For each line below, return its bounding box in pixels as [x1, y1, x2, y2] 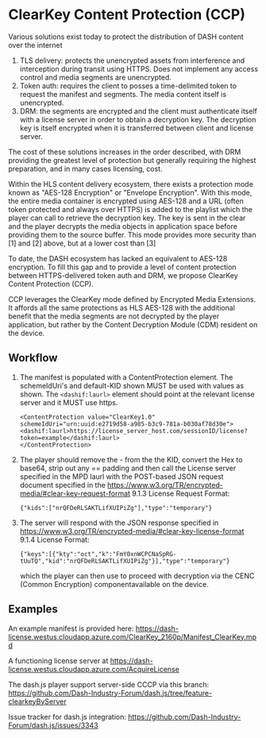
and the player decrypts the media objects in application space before [8, 221, 238, 231]
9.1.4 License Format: [19, 535, 90, 544]
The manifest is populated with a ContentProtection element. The [19, 372, 233, 382]
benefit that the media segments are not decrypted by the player [8, 311, 220, 321]
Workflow [8, 351, 58, 365]
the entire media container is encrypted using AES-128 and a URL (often [8, 196, 244, 206]
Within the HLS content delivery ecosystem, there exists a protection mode [8, 179, 254, 188]
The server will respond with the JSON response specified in [19, 518, 219, 527]
